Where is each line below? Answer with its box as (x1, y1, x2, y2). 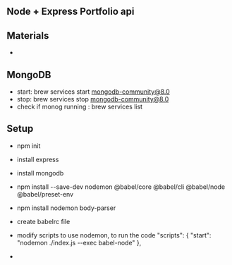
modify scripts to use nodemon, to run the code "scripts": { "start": (16, 230, 212, 239)
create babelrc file (16, 217, 71, 226)
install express (16, 155, 59, 164)
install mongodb (16, 168, 64, 177)
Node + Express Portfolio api (6, 6, 135, 18)
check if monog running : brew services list (16, 102, 142, 111)
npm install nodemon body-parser (16, 204, 116, 212)
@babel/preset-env (16, 190, 74, 198)
